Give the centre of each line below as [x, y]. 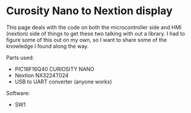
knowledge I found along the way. [47, 46]
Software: [18, 93]
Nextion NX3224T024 [42, 75]
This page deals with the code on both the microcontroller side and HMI [94, 27]
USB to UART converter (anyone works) [63, 82]
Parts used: [20, 57]
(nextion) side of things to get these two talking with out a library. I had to [95, 33]
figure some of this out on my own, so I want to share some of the [87, 40]
